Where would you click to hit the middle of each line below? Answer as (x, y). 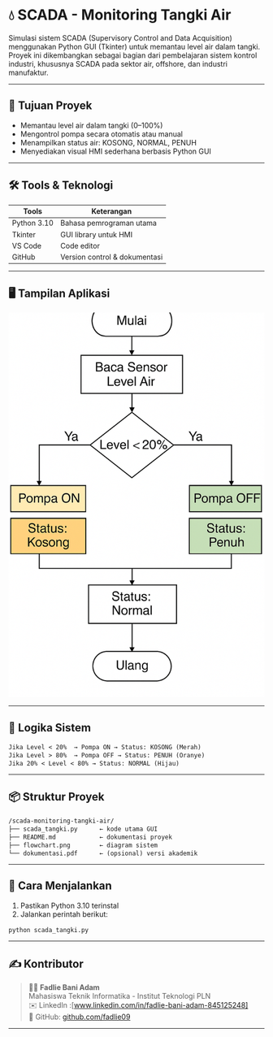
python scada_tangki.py (49, 930)
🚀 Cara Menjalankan (60, 886)
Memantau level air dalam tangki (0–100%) (91, 125)
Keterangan (112, 211)
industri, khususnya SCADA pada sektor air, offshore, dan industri (118, 63)
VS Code (27, 245)
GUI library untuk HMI (96, 234)
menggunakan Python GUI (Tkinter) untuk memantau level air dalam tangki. (134, 46)
